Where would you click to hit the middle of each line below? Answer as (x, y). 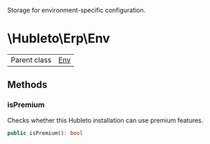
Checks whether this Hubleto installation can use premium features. (105, 120)
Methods (27, 85)
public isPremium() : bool (45, 133)
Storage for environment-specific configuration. (77, 10)
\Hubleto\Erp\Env (59, 39)
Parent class (31, 60)
